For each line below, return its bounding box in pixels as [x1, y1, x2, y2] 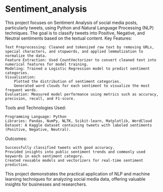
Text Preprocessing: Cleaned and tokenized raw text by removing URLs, [5, 45, 154, 49]
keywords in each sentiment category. [5, 153, 84, 159]
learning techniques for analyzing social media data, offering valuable [5, 176, 146, 182]
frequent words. [5, 87, 38, 93]
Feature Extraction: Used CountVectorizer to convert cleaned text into [5, 57, 157, 62]
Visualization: [5, 74, 36, 79]
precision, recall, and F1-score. [5, 96, 76, 101]
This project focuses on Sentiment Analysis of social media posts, [5, 20, 138, 25]
